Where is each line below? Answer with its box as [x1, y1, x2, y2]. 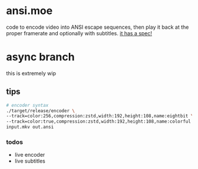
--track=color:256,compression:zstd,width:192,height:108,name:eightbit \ [6, 113, 194, 119]
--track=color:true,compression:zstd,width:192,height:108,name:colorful [6, 119, 192, 124]
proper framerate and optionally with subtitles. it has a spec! [6, 29, 152, 36]
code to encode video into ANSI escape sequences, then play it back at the [6, 23, 189, 31]
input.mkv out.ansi [6, 124, 54, 130]
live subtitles [14, 157, 46, 165]
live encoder [14, 151, 45, 158]
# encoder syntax [6, 102, 49, 108]
